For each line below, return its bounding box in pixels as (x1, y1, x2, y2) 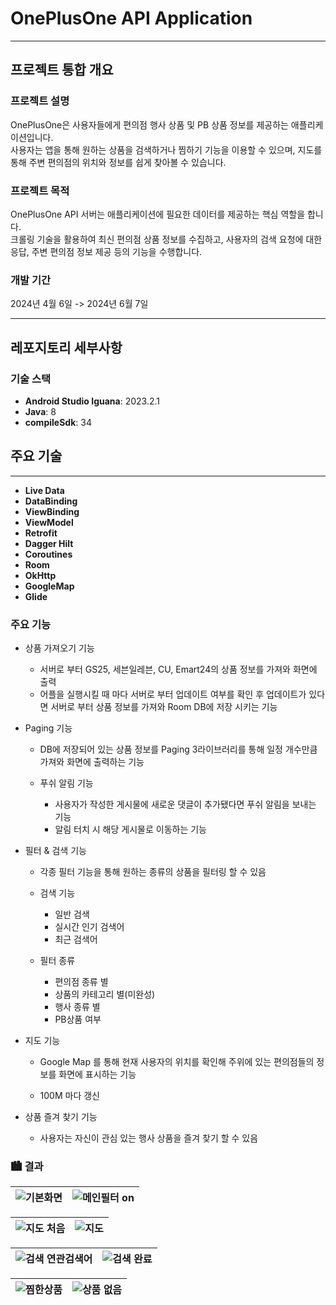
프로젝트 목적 (10, 183, 70, 197)
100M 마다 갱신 (39, 1090, 100, 1102)
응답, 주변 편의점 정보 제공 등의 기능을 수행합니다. (10, 245, 203, 257)
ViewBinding (24, 505, 80, 517)
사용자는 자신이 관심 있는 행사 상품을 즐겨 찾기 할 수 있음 (39, 1132, 259, 1144)
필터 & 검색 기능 (24, 845, 87, 857)
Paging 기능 (24, 722, 73, 734)
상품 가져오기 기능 (24, 642, 95, 654)
